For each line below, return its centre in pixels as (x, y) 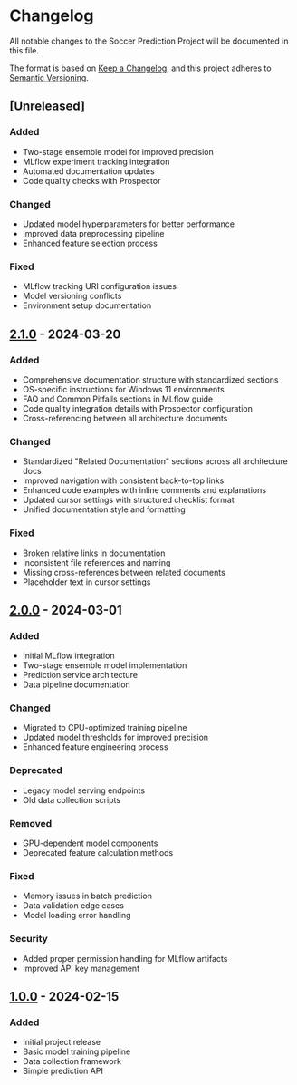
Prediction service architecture (80, 675)
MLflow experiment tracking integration (96, 161)
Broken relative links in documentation (94, 553)
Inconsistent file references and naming (96, 562)
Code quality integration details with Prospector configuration (138, 408)
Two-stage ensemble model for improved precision (118, 151)
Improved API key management (81, 968)
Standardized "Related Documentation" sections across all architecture (155, 461)
